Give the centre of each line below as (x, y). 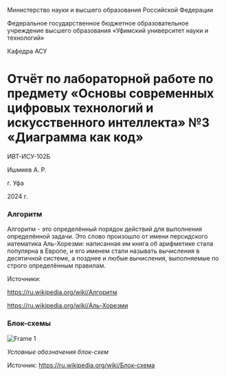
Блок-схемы (29, 324)
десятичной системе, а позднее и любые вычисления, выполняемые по (113, 258)
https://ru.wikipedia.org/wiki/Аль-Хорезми (68, 306)
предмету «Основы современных (111, 94)
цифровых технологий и (80, 108)
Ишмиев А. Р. (27, 169)
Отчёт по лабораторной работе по (110, 79)
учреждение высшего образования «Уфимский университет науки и (108, 31)
